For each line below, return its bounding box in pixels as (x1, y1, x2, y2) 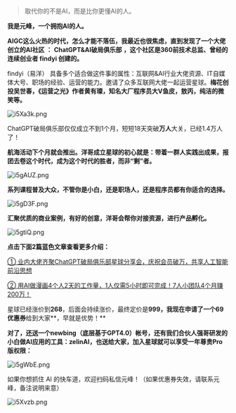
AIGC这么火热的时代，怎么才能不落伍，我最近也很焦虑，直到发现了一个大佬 (7, 37, 226, 45)
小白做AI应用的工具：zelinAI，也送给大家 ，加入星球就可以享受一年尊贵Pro (7, 338, 223, 345)
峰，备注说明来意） (7, 383, 63, 392)
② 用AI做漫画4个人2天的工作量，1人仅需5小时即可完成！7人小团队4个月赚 (7, 281, 223, 289)
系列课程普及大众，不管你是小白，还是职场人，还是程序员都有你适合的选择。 (7, 186, 229, 193)
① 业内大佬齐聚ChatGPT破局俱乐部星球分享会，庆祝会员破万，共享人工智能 (7, 258, 228, 266)
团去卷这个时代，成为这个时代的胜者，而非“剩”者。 (7, 157, 156, 165)
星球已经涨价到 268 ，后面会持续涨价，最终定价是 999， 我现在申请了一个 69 (7, 305, 224, 313)
